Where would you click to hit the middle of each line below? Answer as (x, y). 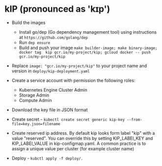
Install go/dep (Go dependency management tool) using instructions (88, 32)
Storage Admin (34, 95)
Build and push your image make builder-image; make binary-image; (88, 47)
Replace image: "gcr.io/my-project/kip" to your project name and (79, 66)
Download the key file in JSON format (50, 110)
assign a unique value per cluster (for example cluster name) (73, 148)
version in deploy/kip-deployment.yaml (51, 71)
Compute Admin (35, 100)
